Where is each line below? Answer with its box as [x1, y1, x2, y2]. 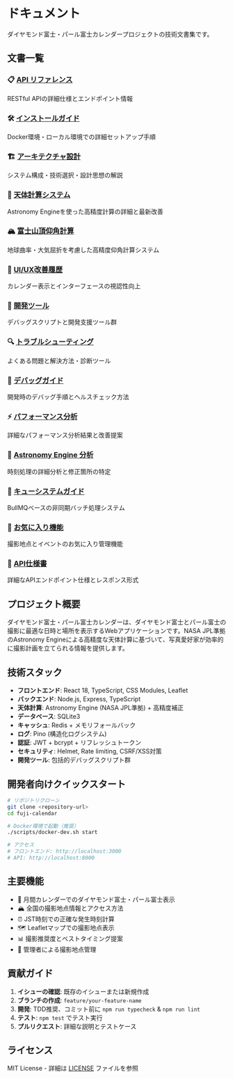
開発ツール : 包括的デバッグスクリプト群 [17, 756, 131, 765]
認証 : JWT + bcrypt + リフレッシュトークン [17, 738, 141, 747]
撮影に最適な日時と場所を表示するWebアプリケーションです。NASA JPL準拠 [7, 627, 226, 635]
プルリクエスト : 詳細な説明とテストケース [17, 1022, 137, 1030]
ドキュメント [7, 6, 81, 22]
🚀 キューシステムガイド [7, 486, 85, 496]
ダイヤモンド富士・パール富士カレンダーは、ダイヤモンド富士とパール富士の [7, 618, 227, 626]
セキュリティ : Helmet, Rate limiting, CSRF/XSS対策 [17, 747, 162, 756]
